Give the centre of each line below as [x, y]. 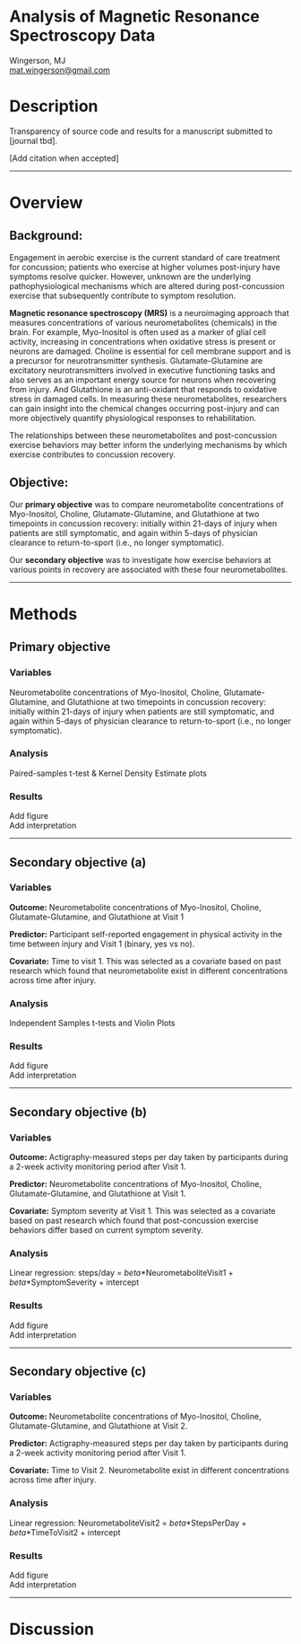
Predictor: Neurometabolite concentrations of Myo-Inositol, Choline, [136, 1184]
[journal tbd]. [34, 140]
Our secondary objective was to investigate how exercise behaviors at [140, 559]
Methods [43, 614]
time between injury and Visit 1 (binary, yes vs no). [102, 944]
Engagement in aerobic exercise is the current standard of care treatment [145, 257]
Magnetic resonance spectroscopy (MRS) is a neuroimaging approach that [149, 312]
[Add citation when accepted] [64, 158]
